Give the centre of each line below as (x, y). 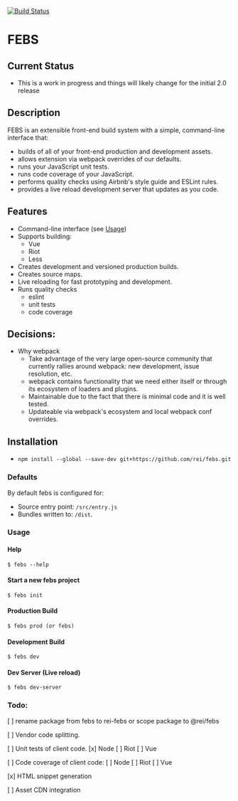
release (29, 90)
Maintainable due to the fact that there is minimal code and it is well (127, 397)
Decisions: (31, 334)
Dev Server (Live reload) (44, 672)
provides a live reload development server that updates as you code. (118, 189)
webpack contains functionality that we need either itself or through (128, 381)
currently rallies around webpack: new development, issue (114, 366)
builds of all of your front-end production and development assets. (115, 151)
